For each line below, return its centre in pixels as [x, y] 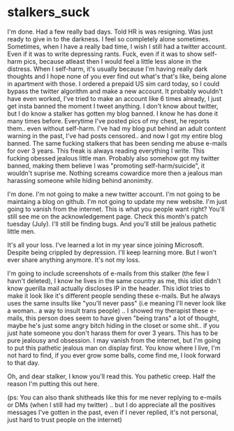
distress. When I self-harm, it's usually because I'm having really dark [108, 69]
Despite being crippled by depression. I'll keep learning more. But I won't [112, 252]
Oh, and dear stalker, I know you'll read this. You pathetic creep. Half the [111, 376]
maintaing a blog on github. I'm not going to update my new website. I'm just [117, 201]
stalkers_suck [49, 12]
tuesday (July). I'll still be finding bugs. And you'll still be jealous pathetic [112, 224]
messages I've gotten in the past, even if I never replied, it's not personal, [113, 412]
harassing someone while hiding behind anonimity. [80, 180]
